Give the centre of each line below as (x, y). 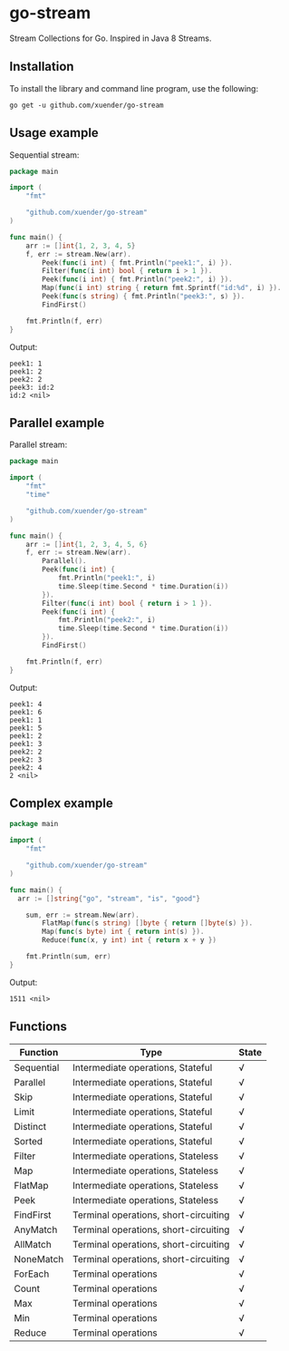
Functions (39, 1027)
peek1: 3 (26, 744)
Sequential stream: (44, 155)
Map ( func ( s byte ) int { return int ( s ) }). (123, 932)
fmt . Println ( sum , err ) (68, 957)
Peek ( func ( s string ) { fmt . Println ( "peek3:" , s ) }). (144, 296)
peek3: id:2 (32, 387)
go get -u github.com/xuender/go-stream (87, 105)
